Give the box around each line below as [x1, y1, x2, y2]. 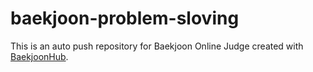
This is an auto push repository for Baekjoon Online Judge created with [10, 40, 304, 52]
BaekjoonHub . [10, 50, 69, 62]
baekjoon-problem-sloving [10, 7, 240, 30]
